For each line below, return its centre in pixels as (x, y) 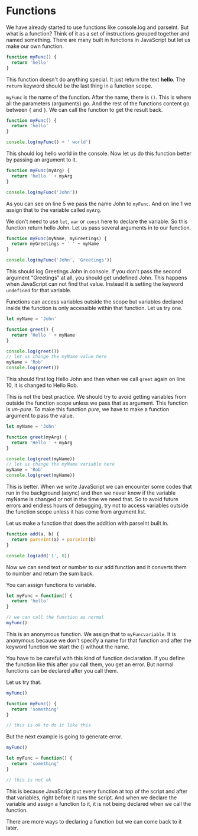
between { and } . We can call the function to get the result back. (85, 109)
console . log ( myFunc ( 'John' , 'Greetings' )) (59, 260)
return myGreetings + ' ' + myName (55, 244)
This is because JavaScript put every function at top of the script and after (97, 791)
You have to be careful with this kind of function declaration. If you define (95, 658)
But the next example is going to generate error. (64, 737)
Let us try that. (24, 682)
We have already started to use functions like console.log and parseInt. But (98, 27)
